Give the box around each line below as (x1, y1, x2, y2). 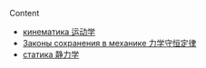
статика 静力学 (22, 49, 80, 60)
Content (9, 8, 40, 18)
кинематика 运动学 (22, 26, 96, 37)
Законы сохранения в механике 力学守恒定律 (22, 38, 197, 48)
